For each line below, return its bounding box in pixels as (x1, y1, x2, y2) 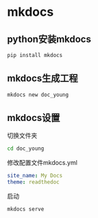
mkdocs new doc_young (7, 91, 69, 98)
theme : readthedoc (7, 179, 60, 186)
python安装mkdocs (7, 33, 91, 45)
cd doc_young (7, 145, 45, 152)
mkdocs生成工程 (7, 73, 79, 85)
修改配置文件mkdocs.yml (7, 159, 77, 167)
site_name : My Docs (7, 173, 63, 179)
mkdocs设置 (7, 111, 60, 124)
